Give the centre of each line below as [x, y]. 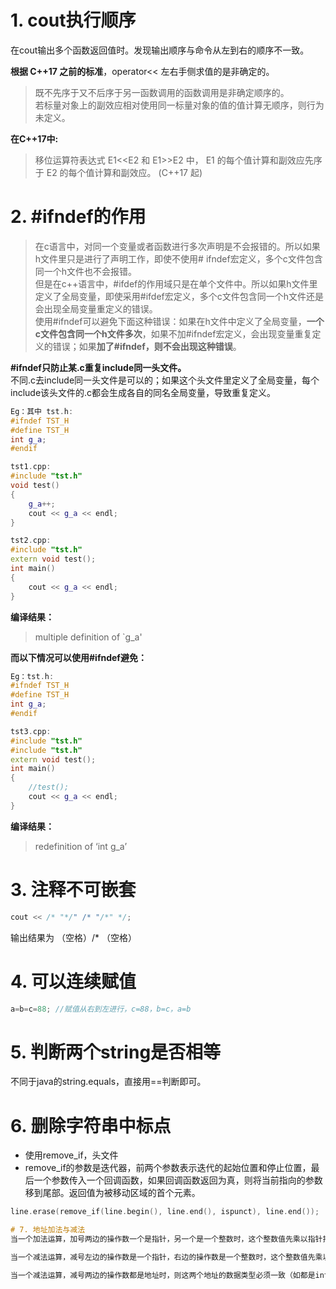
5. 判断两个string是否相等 [116, 1052]
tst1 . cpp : [31, 467]
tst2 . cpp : [31, 541]
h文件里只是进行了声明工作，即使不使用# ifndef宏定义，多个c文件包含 [178, 258]
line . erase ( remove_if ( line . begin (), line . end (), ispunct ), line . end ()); [165, 1212]
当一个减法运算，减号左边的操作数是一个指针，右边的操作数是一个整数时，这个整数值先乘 [166, 1257]
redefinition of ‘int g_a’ [81, 846]
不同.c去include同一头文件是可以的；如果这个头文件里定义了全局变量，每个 [165, 380]
